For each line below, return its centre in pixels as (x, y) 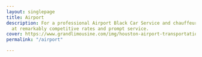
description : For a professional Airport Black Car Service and (88, 23)
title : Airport (25, 17)
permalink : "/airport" (35, 40)
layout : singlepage (31, 12)
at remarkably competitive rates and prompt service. (80, 28)
